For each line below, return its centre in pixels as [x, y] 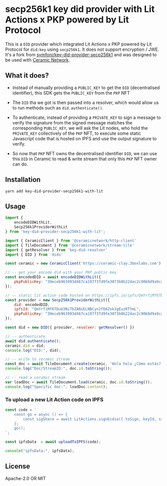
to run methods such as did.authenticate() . [58, 107]
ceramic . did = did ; [25, 346]
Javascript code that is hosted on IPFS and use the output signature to [84, 138]
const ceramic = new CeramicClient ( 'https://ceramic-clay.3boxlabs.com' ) [83, 264]
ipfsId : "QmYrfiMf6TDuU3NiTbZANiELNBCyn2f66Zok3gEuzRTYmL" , [78, 309]
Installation [23, 180]
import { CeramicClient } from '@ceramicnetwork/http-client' [71, 241]
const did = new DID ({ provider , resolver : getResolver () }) [70, 327]
